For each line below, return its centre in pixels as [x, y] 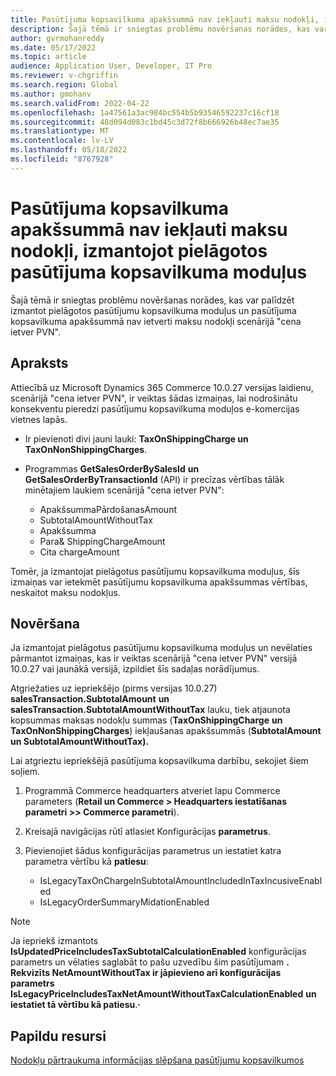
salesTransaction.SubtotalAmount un [90, 699]
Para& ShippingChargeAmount [102, 541]
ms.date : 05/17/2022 [53, 47]
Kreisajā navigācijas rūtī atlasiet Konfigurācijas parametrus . [147, 832]
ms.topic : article [48, 57]
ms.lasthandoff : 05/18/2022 [69, 150]
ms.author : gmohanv [51, 94]
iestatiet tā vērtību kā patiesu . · [75, 1005]
